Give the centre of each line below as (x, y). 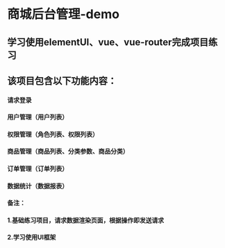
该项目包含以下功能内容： (62, 81)
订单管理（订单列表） (37, 168)
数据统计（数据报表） (37, 185)
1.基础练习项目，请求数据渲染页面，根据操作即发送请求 (86, 220)
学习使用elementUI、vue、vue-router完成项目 (108, 42)
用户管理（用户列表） (37, 117)
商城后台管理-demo (64, 14)
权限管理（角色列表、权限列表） (53, 134)
